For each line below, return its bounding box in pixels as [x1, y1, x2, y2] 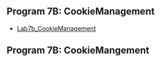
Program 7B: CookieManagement [6, 6, 155, 17]
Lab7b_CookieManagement [16, 24, 96, 32]
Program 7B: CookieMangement [6, 45, 150, 57]
